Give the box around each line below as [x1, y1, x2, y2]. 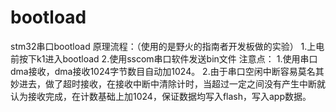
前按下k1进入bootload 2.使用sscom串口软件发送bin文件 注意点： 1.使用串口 [10, 52, 318, 65]
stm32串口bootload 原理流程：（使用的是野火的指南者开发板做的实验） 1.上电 [10, 40, 325, 52]
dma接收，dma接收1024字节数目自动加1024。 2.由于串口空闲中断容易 [10, 65, 298, 77]
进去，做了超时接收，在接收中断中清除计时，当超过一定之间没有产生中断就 [18, 77, 326, 90]
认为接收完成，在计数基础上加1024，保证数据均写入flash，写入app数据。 [10, 90, 312, 102]
